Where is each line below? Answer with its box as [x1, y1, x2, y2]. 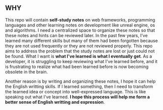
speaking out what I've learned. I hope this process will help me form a [5, 94, 150, 100]
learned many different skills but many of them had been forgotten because [5, 38, 158, 44]
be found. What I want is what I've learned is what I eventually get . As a [5, 53, 152, 59]
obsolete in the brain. [5, 68, 48, 75]
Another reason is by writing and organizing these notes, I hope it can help [5, 78, 156, 84]
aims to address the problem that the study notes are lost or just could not [5, 48, 155, 54]
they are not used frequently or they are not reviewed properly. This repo [5, 43, 153, 48]
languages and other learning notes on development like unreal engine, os [5, 22, 156, 28]
